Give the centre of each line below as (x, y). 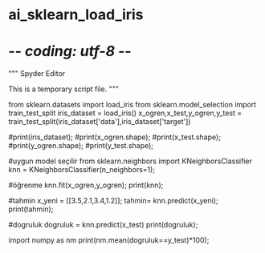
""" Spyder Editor (37, 74)
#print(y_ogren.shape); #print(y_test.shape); (81, 146)
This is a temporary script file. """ (63, 89)
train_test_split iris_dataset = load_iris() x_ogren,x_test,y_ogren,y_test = (125, 113)
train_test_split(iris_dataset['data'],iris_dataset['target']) (100, 122)
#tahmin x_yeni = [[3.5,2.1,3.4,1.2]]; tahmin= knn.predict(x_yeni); (113, 201)
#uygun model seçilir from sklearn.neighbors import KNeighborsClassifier (130, 161)
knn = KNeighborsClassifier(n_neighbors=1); (82, 170)
